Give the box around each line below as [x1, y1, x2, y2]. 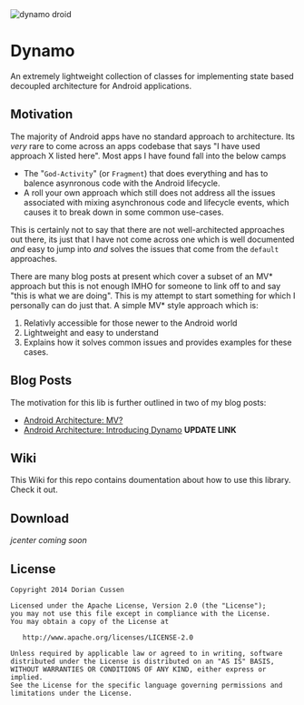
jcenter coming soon [10, 535, 87, 546]
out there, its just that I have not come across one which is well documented [10, 234, 295, 245]
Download [10, 510, 69, 526]
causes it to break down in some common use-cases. [23, 206, 224, 217]
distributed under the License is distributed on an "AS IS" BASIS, [10, 657, 275, 666]
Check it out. [10, 484, 58, 495]
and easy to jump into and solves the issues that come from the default [10, 243, 279, 254]
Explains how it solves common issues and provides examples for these [23, 337, 292, 347]
